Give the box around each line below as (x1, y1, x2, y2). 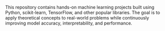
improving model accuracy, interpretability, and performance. (5, 20, 132, 26)
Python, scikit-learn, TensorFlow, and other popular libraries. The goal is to (5, 9, 160, 15)
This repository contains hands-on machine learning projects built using (5, 4, 154, 10)
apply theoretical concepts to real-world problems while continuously (5, 15, 149, 20)
